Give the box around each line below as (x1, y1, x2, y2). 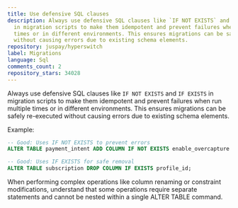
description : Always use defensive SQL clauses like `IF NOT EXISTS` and (7, 17, 230, 24)
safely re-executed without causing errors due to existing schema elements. (7, 111, 230, 120)
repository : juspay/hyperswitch (7, 43, 103, 50)
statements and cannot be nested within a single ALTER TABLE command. (7, 192, 223, 201)
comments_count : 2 (7, 63, 62, 70)
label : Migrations (7, 50, 62, 57)
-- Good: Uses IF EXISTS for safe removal (7, 158, 135, 166)
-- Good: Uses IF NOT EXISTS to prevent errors (7, 139, 151, 146)
